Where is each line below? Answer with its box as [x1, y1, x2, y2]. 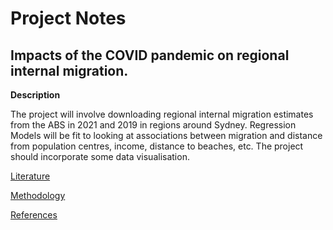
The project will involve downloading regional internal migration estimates [10, 108, 314, 120]
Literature [10, 170, 51, 182]
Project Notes [10, 7, 127, 30]
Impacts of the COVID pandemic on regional [10, 47, 290, 64]
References [10, 209, 58, 221]
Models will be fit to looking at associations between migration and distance [10, 130, 323, 141]
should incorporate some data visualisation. [10, 151, 190, 162]
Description [10, 89, 61, 101]
